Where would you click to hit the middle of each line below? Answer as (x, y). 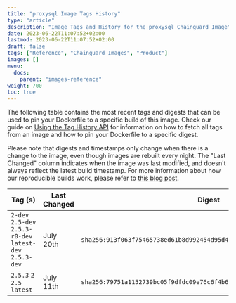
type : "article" (31, 20)
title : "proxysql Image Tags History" (64, 14)
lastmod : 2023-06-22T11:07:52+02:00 (61, 40)
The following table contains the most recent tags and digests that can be (114, 112)
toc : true (22, 92)
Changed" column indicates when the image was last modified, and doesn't (117, 163)
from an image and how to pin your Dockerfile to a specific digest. (103, 135)
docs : (22, 72)
